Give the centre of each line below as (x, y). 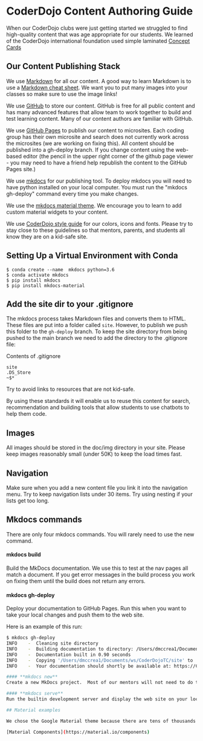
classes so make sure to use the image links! (62, 94)
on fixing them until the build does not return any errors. (76, 581)
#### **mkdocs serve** (35, 694)
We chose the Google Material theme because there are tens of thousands (101, 721)
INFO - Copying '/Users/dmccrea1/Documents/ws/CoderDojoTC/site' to (100, 660)
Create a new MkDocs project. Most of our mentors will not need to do (100, 683)
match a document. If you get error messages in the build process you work (101, 575)
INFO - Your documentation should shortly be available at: (89, 666)
